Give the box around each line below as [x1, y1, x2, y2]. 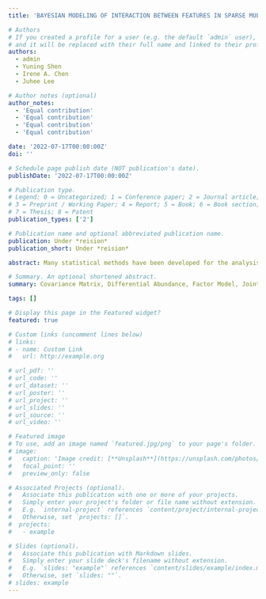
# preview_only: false [8, 469, 90, 477]
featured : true [8, 316, 59, 324]
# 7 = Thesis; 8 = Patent [8, 208, 93, 216]
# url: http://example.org [8, 353, 104, 361]
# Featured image [8, 433, 66, 441]
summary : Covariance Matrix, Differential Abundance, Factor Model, [8, 280, 239, 289]
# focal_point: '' [8, 462, 77, 470]
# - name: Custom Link [8, 345, 83, 353]
